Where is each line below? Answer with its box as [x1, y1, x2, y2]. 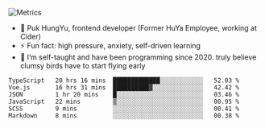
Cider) [19, 32, 42, 41]
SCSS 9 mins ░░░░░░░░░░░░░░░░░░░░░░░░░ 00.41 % [8, 105, 240, 113]
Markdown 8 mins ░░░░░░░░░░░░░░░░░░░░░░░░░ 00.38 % [8, 112, 240, 120]
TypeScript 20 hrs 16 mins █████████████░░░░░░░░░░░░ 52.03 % [8, 76, 240, 85]
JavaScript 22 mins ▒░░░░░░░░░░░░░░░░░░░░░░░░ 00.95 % [8, 97, 240, 105]
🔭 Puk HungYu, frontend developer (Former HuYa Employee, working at [19, 23, 258, 32]
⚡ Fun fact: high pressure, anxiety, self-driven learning [19, 41, 201, 50]
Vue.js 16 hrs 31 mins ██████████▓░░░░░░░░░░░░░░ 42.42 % [8, 84, 240, 92]
